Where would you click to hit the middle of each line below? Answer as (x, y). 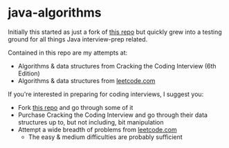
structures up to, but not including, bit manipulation (91, 122)
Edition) (29, 73)
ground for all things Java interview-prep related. (78, 39)
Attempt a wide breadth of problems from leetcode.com (97, 129)
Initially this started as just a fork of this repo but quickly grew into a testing (115, 32)
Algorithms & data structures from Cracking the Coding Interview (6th (117, 66)
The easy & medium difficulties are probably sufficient (105, 137)
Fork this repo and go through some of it (75, 107)
